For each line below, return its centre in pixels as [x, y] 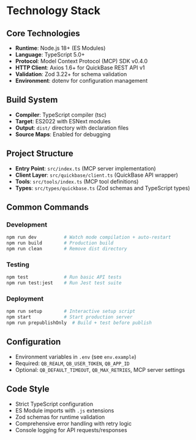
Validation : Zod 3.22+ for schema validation [71, 74]
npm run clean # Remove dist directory [67, 249]
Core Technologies [43, 33]
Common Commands [47, 207]
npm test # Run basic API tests [64, 277]
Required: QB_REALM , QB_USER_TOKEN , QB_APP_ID [72, 363]
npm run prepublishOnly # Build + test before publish [79, 323]
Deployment [25, 298]
